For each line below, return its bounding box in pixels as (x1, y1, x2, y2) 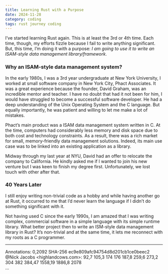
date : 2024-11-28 (5, 12, 41, 17)
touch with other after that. (5, 169, 60, 175)
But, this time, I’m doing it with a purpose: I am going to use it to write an (5, 46, 155, 52)
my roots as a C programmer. (5, 234, 65, 240)
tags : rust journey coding (5, 21, 61, 27)
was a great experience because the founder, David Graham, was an (5, 86, 146, 92)
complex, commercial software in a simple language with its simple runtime (5, 218, 160, 224)
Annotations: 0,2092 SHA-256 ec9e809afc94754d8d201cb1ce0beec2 (5, 248, 150, 254)
